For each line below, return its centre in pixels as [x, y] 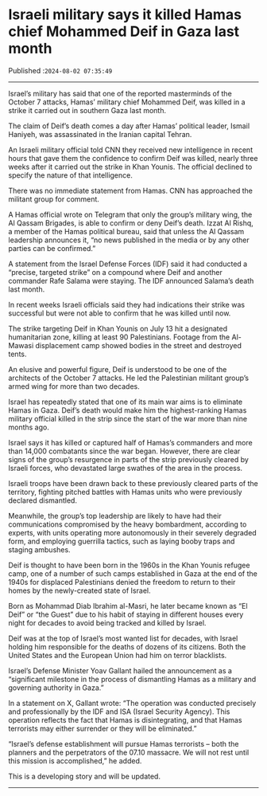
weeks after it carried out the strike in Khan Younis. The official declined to [130, 167]
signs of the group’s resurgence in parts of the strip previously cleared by [128, 459]
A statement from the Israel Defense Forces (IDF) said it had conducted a [128, 264]
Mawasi [21, 345]
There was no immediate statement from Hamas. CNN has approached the [130, 190]
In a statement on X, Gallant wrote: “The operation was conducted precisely [132, 703]
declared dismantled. [43, 500]
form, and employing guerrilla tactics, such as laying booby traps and [122, 541]
